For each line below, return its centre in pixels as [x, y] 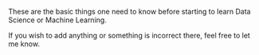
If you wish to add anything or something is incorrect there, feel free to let [129, 35]
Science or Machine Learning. [58, 20]
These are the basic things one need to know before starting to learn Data [129, 12]
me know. [24, 44]
